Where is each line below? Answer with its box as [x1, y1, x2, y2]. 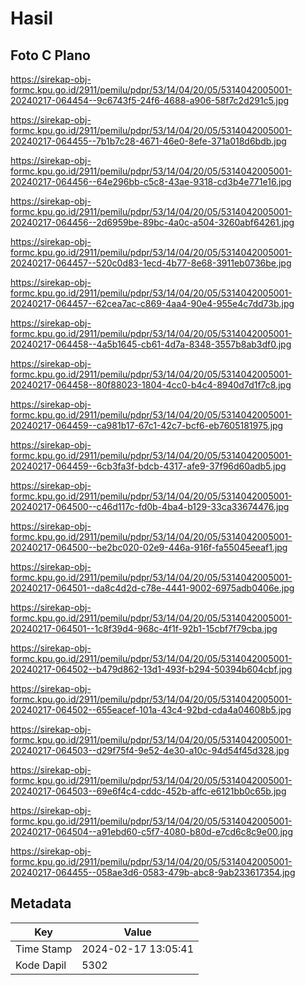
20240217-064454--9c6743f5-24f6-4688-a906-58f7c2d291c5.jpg [10, 95, 290, 106]
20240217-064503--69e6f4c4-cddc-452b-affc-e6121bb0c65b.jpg [10, 785, 287, 797]
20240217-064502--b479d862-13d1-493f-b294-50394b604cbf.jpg [10, 663, 293, 675]
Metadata [10, 895, 72, 912]
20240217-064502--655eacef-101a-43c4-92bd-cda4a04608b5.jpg [10, 704, 292, 716]
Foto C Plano [10, 47, 91, 64]
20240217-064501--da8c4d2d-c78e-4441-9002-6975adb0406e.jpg [10, 582, 295, 594]
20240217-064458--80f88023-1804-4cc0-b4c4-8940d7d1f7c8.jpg [10, 379, 292, 391]
